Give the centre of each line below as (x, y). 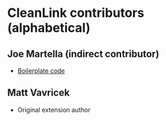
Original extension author (54, 110)
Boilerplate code (41, 71)
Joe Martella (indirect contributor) (83, 54)
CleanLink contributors (76, 13)
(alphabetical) (49, 28)
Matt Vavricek (39, 93)
